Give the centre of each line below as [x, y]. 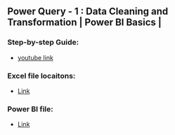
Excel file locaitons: [41, 76]
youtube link [35, 57]
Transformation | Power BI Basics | [84, 23]
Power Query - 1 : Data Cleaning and [88, 12]
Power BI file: [31, 109]
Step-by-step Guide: [43, 43]
